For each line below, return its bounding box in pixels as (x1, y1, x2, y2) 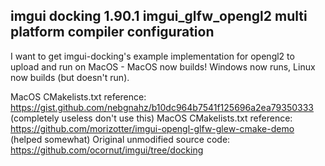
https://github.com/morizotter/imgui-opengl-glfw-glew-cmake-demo (10, 122, 295, 134)
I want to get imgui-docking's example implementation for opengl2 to (10, 50, 295, 62)
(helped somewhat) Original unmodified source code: (10, 133, 231, 145)
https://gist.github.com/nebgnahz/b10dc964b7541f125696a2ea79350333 (10, 101, 314, 113)
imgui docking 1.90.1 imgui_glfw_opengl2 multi (10, 8, 308, 25)
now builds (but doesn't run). (10, 71, 130, 83)
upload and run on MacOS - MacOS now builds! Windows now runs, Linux (10, 60, 316, 73)
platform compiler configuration (10, 24, 215, 41)
